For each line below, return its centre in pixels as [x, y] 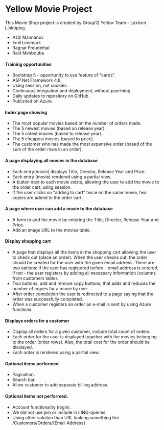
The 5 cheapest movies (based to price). [53, 139]
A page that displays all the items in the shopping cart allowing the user [84, 252]
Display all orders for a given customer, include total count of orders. [81, 331]
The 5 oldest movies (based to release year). [57, 134]
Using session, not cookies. [40, 86]
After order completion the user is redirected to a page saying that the [83, 294]
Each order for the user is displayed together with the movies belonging [84, 337]
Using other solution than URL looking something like [66, 417]
